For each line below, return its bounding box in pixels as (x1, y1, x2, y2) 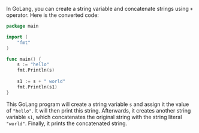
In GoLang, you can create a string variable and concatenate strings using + (6, 5, 193, 12)
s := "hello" (17, 61, 50, 68)
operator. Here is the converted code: (6, 11, 99, 19)
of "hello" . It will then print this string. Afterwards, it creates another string (6, 107, 191, 114)
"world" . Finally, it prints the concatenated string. (6, 120, 128, 127)
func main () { (6, 56, 42, 62)
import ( (6, 34, 28, 40)
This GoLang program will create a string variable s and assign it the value (6, 101, 189, 108)
